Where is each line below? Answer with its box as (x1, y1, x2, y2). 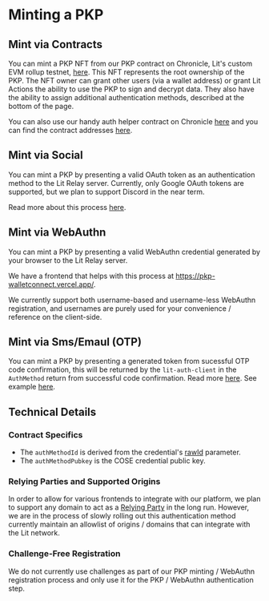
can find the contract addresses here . (8, 126, 133, 135)
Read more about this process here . (8, 202, 126, 212)
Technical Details (8, 405, 97, 418)
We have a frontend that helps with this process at (8, 271, 175, 280)
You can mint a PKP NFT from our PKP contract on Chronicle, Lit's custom (8, 58, 253, 68)
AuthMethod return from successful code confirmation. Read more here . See (8, 373, 258, 383)
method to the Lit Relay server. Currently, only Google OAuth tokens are (8, 178, 244, 188)
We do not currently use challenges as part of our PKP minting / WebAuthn (8, 567, 255, 576)
